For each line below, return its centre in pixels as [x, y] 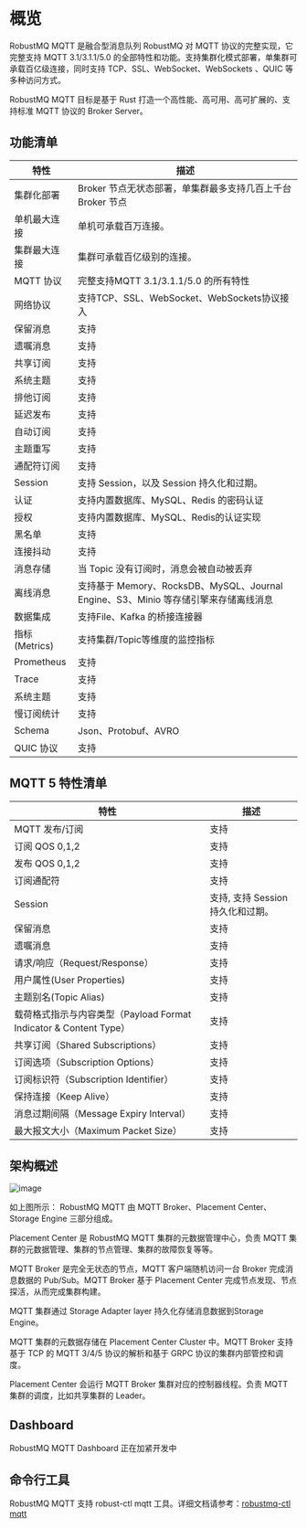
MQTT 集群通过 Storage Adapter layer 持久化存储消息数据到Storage [137, 1311]
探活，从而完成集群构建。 [58, 1292]
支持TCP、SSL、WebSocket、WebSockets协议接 [183, 298]
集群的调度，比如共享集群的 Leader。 [80, 1395]
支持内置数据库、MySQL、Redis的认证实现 [169, 517]
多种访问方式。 [37, 80]
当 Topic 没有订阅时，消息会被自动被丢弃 [165, 568]
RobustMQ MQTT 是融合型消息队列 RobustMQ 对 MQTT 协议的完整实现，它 [152, 46]
